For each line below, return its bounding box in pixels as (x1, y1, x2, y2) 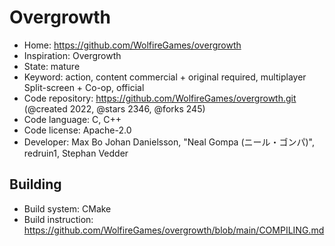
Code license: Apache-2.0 (23, 124, 132, 136)
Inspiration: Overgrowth (23, 49, 122, 61)
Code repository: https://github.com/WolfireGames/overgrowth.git (23, 92, 297, 104)
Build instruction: (23, 213, 94, 225)
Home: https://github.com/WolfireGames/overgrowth (23, 39, 242, 51)
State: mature (23, 60, 81, 72)
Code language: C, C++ (23, 113, 122, 125)
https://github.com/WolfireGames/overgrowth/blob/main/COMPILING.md (23, 224, 325, 236)
